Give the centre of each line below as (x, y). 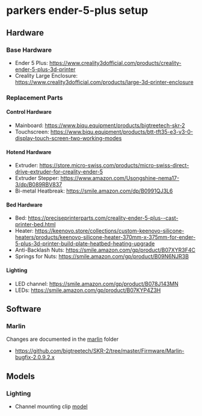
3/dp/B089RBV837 (38, 185)
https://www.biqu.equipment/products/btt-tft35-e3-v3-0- (122, 132)
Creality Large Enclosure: (46, 75)
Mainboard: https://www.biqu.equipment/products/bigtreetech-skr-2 (100, 125)
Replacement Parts (35, 98)
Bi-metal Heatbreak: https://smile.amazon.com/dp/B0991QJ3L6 (94, 191)
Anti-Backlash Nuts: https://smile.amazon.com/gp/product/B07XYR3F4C (105, 250)
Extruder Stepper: (37, 178)
